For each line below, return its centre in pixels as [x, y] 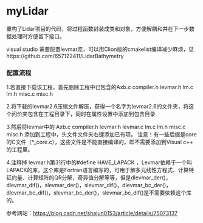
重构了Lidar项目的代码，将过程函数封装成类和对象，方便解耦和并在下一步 [98, 28]
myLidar [27, 11]
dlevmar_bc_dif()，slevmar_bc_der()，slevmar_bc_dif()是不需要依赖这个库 [99, 193]
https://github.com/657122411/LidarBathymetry [65, 56]
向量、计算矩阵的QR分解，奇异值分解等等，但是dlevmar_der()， [91, 178]
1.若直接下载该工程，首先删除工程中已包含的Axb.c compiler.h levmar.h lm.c [100, 87]
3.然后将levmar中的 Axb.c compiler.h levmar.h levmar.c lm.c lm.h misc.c [96, 127]
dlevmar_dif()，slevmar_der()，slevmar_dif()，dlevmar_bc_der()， [89, 185]
